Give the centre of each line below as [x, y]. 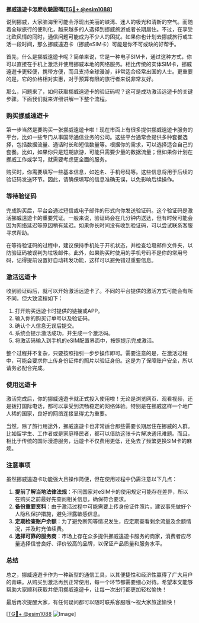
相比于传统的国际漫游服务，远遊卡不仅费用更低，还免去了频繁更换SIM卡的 [97, 441]
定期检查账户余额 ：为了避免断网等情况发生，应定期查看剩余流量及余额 [100, 522]
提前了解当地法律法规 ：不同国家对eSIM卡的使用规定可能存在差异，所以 [101, 492]
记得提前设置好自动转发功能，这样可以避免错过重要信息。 [86, 260]
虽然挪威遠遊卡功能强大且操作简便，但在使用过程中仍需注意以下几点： [92, 479]
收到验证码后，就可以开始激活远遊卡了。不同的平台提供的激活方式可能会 [94, 290]
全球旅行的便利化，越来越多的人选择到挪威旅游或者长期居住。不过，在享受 [102, 29]
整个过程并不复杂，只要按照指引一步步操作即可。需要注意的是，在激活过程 [97, 353]
